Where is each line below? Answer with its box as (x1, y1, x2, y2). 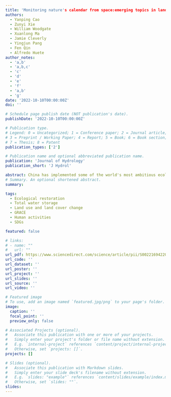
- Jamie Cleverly (10, 36, 47, 41)
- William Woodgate (10, 27, 51, 32)
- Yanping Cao (10, 17, 40, 22)
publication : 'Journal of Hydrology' (5, 159, 85, 164)
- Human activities (10, 215, 51, 220)
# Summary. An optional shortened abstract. (5, 177, 101, 182)
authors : (5, 12, 24, 17)
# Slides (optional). (5, 360, 51, 365)
